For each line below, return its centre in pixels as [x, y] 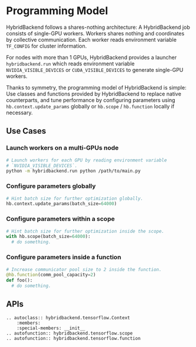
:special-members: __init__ [51, 328]
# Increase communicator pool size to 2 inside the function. [84, 269]
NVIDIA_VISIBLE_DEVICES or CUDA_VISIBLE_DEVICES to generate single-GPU [95, 70]
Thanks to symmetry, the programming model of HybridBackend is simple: [96, 87]
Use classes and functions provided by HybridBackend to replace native [94, 94]
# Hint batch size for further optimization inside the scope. [85, 231]
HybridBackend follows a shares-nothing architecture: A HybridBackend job [98, 27]
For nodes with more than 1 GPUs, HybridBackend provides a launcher [92, 57]
